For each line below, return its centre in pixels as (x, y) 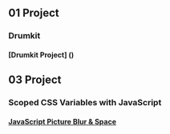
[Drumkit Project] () (41, 54)
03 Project (35, 80)
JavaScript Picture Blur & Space (62, 121)
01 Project (34, 13)
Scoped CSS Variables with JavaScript (85, 103)
